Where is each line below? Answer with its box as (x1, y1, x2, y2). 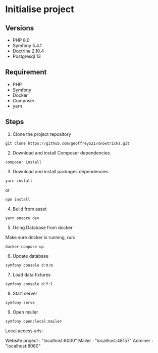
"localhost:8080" (5, 343, 41, 349)
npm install (5, 197, 30, 202)
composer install (5, 160, 42, 165)
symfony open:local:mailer (5, 319, 62, 324)
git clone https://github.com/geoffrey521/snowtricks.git (5, 141, 130, 146)
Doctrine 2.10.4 (12, 48, 44, 54)
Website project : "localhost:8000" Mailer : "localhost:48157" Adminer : (5, 337, 153, 343)
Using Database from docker (12, 224, 73, 230)
